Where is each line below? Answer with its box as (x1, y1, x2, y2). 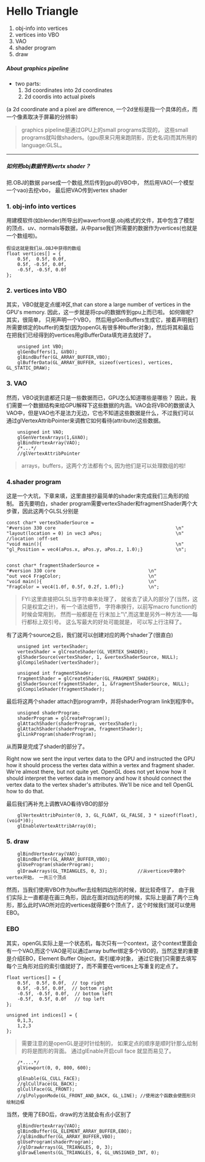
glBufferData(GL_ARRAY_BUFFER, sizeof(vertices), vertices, (17, 359, 173, 366)
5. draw (6, 837, 29, 845)
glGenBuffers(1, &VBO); (17, 349, 78, 355)
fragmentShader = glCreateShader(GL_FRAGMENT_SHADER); (17, 675, 160, 682)
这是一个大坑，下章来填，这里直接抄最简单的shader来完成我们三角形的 (6, 492, 184, 499)
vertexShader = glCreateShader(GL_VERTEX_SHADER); (17, 649, 149, 655)
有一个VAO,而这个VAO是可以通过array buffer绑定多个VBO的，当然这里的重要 (6, 947, 199, 954)
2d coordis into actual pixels (24, 93, 96, 100)
